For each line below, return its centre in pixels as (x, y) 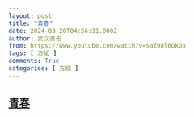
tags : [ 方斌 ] (33, 53)
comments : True (34, 61)
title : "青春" (31, 23)
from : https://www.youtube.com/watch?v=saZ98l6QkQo (97, 46)
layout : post (30, 16)
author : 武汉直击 (35, 38)
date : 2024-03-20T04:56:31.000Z (63, 31)
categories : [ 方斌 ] (44, 69)
